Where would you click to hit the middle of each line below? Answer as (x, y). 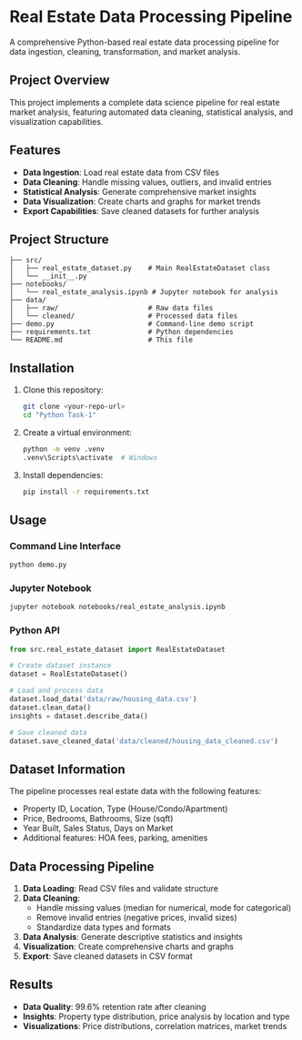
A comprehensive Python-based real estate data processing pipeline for (145, 42)
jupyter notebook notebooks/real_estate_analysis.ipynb (117, 607)
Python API (35, 630)
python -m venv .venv (63, 449)
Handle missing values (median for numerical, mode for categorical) (164, 908)
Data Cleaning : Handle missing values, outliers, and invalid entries (147, 182)
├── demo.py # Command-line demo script (132, 324)
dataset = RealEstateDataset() (69, 674)
